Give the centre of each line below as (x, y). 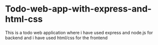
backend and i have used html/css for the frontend (56, 38)
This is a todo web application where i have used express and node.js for (79, 32)
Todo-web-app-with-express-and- (78, 9)
